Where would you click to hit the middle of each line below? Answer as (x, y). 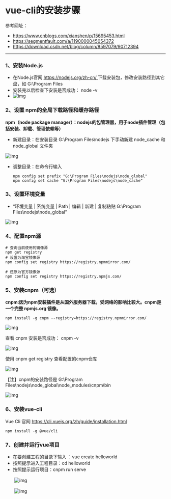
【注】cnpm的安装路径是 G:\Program (44, 379)
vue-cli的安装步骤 (43, 10)
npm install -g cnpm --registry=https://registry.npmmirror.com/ (76, 318)
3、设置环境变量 (25, 194)
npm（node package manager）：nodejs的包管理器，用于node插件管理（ (83, 122)
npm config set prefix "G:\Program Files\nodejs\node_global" (80, 176)
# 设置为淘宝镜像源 (23, 258)
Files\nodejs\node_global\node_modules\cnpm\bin (58, 385)
